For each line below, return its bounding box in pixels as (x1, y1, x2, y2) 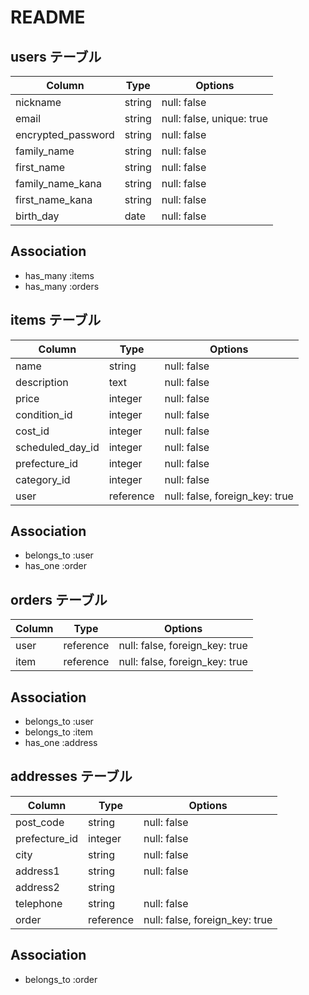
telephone (15, 896, 63, 910)
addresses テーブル (10, 768, 133, 785)
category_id (15, 472, 71, 486)
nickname (15, 96, 62, 109)
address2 (15, 880, 60, 894)
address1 (15, 864, 60, 878)
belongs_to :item (24, 726, 94, 738)
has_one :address (24, 737, 98, 749)
